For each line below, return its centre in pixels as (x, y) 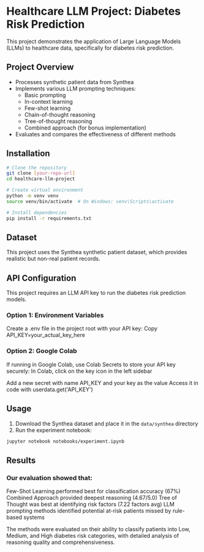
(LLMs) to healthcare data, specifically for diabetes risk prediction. (90, 48)
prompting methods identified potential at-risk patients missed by (89, 511)
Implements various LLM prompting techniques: (75, 88)
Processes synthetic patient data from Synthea (74, 82)
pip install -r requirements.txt (49, 218)
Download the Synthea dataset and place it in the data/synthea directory (107, 423)
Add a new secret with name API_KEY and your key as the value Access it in (102, 383)
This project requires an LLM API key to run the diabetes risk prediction (96, 293)
